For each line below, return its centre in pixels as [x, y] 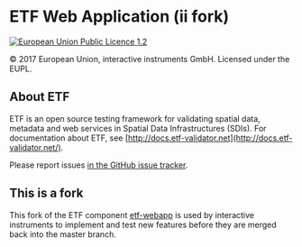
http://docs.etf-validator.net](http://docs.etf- [210, 138]
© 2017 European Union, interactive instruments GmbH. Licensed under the [150, 59]
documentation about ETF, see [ [69, 138]
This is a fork [46, 193]
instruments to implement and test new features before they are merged [143, 224]
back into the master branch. [63, 234]
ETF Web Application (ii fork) [119, 17]
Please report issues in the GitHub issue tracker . [99, 165]
